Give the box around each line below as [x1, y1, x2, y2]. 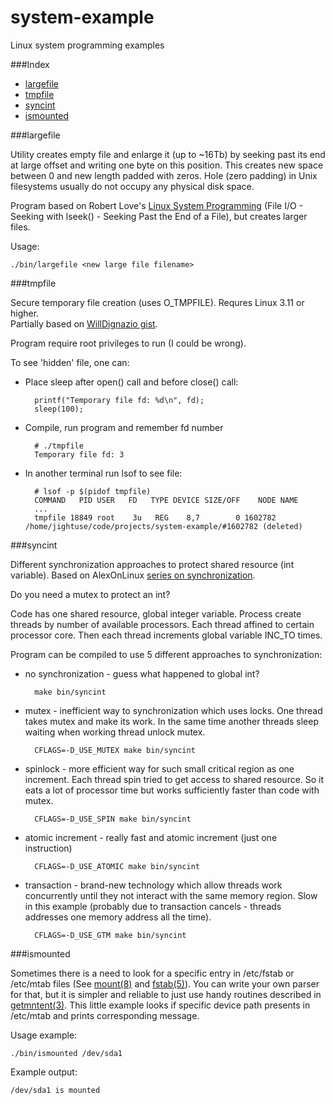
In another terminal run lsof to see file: [24, 467, 183, 479]
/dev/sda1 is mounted [10, 1085, 101, 1095]
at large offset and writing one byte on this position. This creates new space [10, 159, 324, 171]
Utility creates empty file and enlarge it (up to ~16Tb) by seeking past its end [10, 148, 326, 160]
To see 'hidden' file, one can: [10, 356, 130, 368]
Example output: [10, 1066, 78, 1078]
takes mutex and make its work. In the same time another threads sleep [24, 715, 319, 727]
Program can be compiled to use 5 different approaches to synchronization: [10, 648, 323, 660]
